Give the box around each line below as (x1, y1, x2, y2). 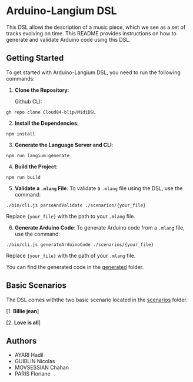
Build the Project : (14, 163, 58, 170)
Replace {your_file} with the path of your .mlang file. (6, 252, 136, 259)
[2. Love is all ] (6, 319, 41, 326)
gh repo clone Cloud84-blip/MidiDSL (6, 109, 96, 115)
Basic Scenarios (6, 281, 66, 291)
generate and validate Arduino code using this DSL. (6, 36, 131, 43)
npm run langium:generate (6, 152, 69, 158)
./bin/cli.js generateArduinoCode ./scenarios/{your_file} (6, 241, 154, 248)
